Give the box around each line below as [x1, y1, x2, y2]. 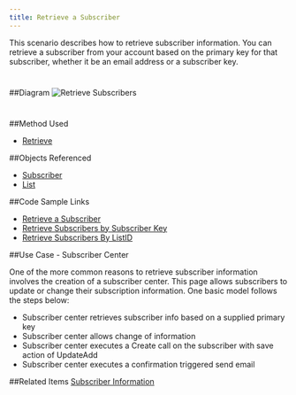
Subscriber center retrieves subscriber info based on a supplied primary [21, 312, 285, 322]
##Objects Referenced [9, 152, 92, 163]
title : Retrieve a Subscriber [9, 12, 121, 22]
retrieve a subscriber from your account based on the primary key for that [9, 46, 278, 58]
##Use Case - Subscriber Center [9, 249, 130, 259]
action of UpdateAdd [21, 349, 99, 360]
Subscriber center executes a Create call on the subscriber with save [21, 340, 274, 351]
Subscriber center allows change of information [21, 330, 196, 341]
